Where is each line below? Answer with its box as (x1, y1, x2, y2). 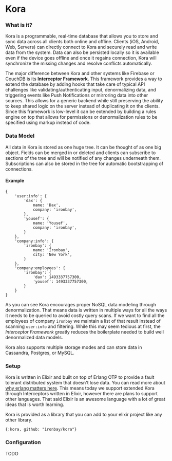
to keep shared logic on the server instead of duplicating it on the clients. (5, 103, 160, 109)
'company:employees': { (14, 265, 66, 270)
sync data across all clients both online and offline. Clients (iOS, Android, (5, 39, 159, 45)
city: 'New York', (32, 252, 72, 257)
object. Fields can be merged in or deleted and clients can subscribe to (5, 150, 156, 156)
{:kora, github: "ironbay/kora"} (5, 427, 77, 432)
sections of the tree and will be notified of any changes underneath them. (5, 155, 161, 161)
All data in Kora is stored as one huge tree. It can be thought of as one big (5, 144, 162, 150)
